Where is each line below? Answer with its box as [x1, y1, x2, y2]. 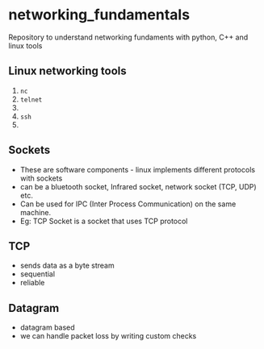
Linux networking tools [8, 64, 127, 78]
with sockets [19, 173, 63, 183]
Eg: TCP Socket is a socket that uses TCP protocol [19, 216, 188, 226]
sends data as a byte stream [19, 260, 115, 271]
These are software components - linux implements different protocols [19, 164, 256, 174]
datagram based [19, 322, 75, 332]
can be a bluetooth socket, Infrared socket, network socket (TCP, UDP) [19, 181, 257, 191]
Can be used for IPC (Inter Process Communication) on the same [19, 199, 237, 209]
